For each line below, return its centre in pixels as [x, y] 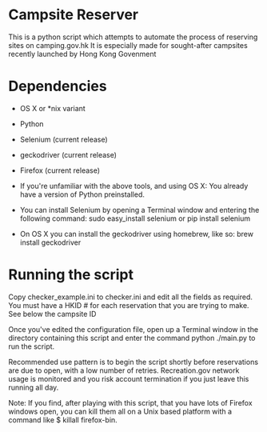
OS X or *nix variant [52, 108]
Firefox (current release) [60, 170]
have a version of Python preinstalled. [82, 194]
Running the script [71, 275]
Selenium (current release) [64, 139]
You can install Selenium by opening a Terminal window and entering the [139, 210]
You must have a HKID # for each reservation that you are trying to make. [129, 305]
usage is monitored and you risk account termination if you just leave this [129, 378]
